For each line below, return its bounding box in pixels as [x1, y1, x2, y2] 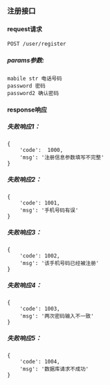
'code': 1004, [19, 358, 60, 365]
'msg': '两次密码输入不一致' [19, 312, 95, 320]
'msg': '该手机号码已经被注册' [19, 259, 99, 266]
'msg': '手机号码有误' [19, 207, 79, 214]
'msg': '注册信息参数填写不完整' [19, 154, 104, 161]
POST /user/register [7, 40, 67, 48]
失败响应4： [7, 281, 42, 289]
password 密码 [7, 83, 46, 89]
